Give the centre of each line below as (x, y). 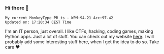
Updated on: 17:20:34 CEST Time (38, 22)
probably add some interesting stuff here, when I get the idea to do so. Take (82, 42)
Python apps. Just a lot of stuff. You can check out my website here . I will (80, 37)
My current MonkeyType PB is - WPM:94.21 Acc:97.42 (59, 18)
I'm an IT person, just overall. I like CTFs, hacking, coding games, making (79, 31)
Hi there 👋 (17, 8)
